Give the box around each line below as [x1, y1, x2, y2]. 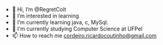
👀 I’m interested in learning [12, 12, 79, 19]
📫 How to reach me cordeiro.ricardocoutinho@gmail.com [12, 32, 157, 39]
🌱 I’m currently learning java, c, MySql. [12, 19, 109, 26]
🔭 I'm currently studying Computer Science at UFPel [12, 25, 143, 32]
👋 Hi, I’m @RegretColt [12, 6, 67, 13]
